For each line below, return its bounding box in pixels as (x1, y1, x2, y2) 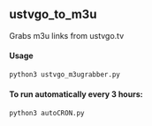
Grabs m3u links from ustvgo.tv (9, 30, 125, 41)
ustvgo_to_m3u (9, 7, 97, 22)
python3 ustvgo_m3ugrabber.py (9, 70, 121, 79)
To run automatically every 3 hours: (9, 89, 143, 100)
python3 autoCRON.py (9, 109, 86, 118)
